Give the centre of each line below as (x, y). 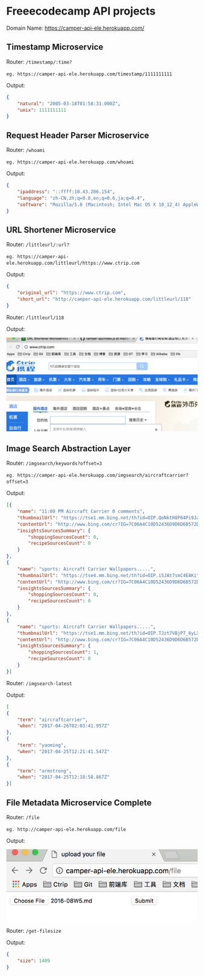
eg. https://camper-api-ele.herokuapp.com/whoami (70, 162)
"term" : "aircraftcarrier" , (53, 720)
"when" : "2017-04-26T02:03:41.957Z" (64, 726)
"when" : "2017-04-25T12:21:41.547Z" (64, 751)
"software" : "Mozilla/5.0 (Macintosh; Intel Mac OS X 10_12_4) (99, 205)
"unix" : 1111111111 (42, 110)
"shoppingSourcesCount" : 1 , (63, 652)
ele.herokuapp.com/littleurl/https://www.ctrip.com (73, 263)
